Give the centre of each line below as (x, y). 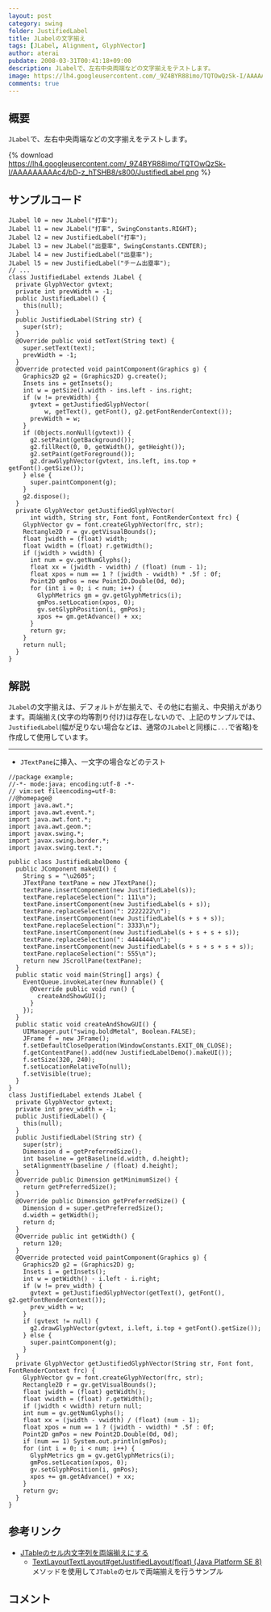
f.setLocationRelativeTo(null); (77, 1067)
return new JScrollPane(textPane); (83, 961)
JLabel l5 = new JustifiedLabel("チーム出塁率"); (90, 263)
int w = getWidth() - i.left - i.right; (92, 1278)
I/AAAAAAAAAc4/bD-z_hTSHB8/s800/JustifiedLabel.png (104, 172)
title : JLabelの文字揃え (47, 38)
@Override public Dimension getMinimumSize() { (97, 1180)
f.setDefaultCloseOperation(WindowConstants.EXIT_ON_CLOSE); (127, 1045)
